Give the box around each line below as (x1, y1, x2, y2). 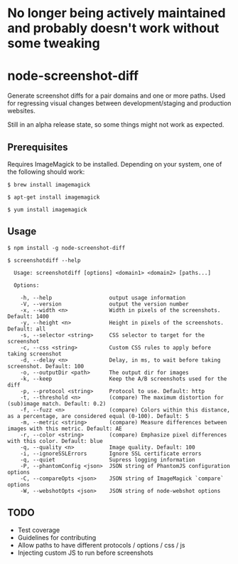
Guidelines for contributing (17, 533, 97, 542)
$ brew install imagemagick (7, 181, 91, 188)
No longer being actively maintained (7, 5, 226, 21)
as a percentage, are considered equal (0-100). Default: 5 (7, 412, 190, 419)
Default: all (7, 325, 46, 333)
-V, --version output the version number (20, 301, 190, 308)
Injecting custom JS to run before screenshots (17, 548, 154, 557)
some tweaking (7, 36, 101, 51)
